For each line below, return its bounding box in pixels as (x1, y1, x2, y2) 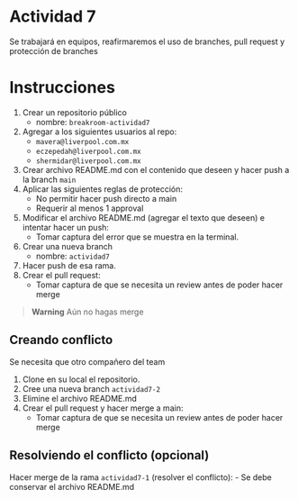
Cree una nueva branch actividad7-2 (22, 383, 160, 394)
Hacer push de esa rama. (22, 259, 117, 271)
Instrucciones (9, 77, 115, 98)
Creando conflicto (9, 332, 113, 348)
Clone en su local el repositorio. (22, 374, 140, 385)
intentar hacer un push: (22, 222, 110, 232)
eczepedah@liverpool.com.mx (35, 147, 141, 156)
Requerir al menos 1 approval (35, 203, 144, 213)
